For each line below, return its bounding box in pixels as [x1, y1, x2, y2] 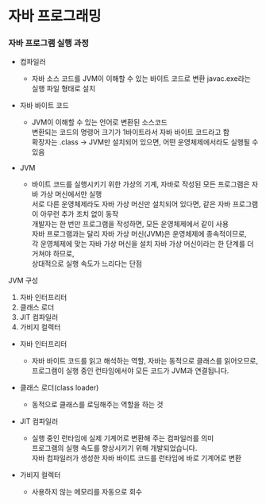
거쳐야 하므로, [31, 249, 75, 259]
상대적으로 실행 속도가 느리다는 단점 [31, 259, 143, 268]
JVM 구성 [8, 275, 38, 286]
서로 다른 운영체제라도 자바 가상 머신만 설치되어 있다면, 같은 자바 [31, 199, 231, 209]
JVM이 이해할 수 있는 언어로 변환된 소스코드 [31, 117, 168, 127]
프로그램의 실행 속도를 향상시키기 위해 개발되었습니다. [31, 444, 198, 453]
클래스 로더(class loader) [19, 383, 99, 393]
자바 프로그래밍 [8, 7, 102, 25]
